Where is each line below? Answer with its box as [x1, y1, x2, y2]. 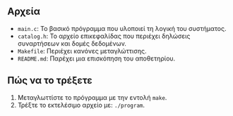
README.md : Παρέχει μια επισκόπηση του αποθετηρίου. [17, 54, 176, 63]
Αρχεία [7, 6, 40, 18]
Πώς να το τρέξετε [7, 75, 93, 86]
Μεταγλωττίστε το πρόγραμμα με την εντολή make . [17, 93, 167, 101]
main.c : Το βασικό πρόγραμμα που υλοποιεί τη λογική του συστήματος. [17, 24, 227, 32]
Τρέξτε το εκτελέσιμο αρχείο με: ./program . [17, 101, 145, 109]
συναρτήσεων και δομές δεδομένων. [17, 39, 127, 48]
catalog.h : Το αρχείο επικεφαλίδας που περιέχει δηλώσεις [17, 32, 191, 40]
